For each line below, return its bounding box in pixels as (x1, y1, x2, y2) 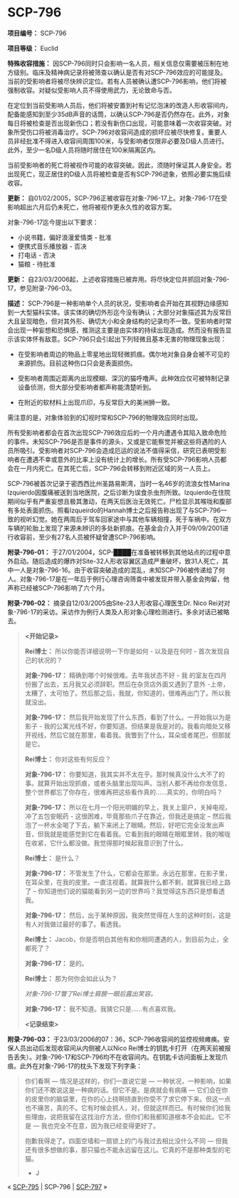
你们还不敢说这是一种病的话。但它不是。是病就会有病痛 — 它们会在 (24, 1085, 222, 1094)
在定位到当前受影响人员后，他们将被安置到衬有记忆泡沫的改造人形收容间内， (7, 101, 232, 109)
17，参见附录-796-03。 (7, 283, 76, 293)
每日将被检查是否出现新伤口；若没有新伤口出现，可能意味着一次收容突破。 (7, 118, 225, 127)
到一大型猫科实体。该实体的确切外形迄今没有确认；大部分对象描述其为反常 (7, 308, 225, 316)
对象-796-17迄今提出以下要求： (7, 218, 100, 226)
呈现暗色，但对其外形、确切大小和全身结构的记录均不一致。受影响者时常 (19, 317, 232, 325)
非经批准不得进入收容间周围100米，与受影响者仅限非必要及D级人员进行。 (13, 136, 228, 145)
